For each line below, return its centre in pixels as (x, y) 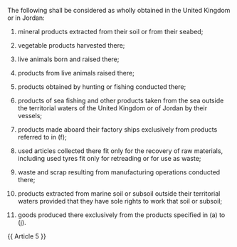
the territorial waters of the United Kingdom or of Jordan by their (112, 108)
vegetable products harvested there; (71, 45)
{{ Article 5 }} (27, 236)
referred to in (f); (42, 137)
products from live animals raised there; (76, 73)
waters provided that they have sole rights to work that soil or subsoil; (120, 201)
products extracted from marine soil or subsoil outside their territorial (119, 194)
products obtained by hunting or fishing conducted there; (102, 87)
